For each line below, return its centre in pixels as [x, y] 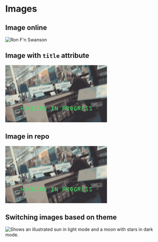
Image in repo [27, 137]
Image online [26, 28]
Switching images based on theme [61, 217]
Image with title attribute [48, 56]
